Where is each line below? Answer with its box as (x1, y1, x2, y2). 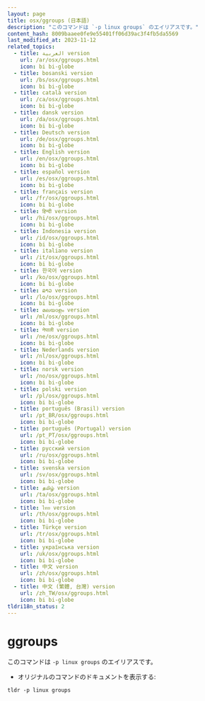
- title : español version (13, 168, 90, 176)
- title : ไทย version (13, 504, 76, 511)
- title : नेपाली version (13, 326, 79, 334)
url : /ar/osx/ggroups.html (20, 57, 100, 64)
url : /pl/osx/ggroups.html (20, 392, 100, 399)
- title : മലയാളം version (13, 307, 90, 314)
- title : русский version (13, 445, 90, 452)
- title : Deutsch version (13, 129, 90, 136)
